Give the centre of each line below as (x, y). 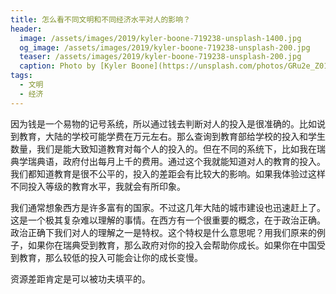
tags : (21, 76)
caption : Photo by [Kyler (73, 66)
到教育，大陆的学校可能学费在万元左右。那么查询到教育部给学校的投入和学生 (168, 136)
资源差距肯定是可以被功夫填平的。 (80, 278)
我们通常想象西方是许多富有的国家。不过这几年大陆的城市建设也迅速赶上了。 (168, 207)
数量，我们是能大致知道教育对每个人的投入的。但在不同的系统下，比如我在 (163, 148)
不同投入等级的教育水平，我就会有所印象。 (98, 186)
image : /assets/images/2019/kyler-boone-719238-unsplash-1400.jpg (160, 38)
